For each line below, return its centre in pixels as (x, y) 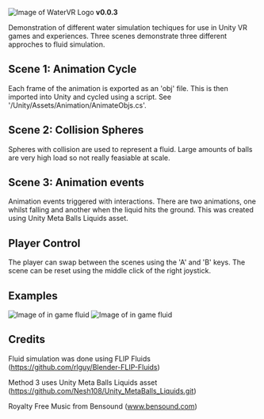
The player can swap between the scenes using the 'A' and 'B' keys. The (127, 262)
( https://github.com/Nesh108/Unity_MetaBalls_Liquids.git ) (102, 390)
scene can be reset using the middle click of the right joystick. (110, 271)
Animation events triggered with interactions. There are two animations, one (132, 201)
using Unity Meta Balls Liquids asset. (68, 219)
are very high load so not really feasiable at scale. (89, 158)
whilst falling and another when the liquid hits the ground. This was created (131, 210)
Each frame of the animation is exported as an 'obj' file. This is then (118, 88)
